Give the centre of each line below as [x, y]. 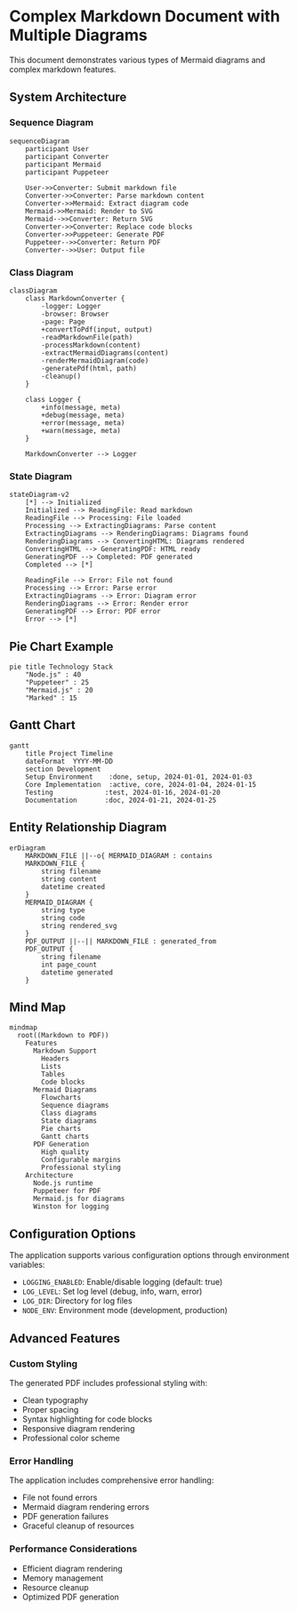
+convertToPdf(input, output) [97, 329]
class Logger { [53, 399]
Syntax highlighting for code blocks [87, 1419]
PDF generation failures [65, 1517]
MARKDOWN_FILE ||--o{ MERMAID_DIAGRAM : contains [119, 855]
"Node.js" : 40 [53, 675]
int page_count [69, 965]
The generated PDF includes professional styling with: [108, 1383]
